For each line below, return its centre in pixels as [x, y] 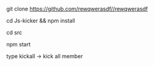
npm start [19, 44]
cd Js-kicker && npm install [41, 20]
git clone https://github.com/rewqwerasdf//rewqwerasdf [77, 9]
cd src [14, 32]
